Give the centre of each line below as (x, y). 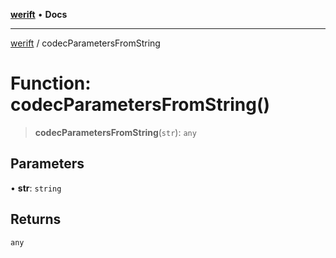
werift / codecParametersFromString (85, 43)
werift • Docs (39, 14)
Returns (36, 219)
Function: (51, 83)
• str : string (36, 188)
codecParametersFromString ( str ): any (115, 132)
